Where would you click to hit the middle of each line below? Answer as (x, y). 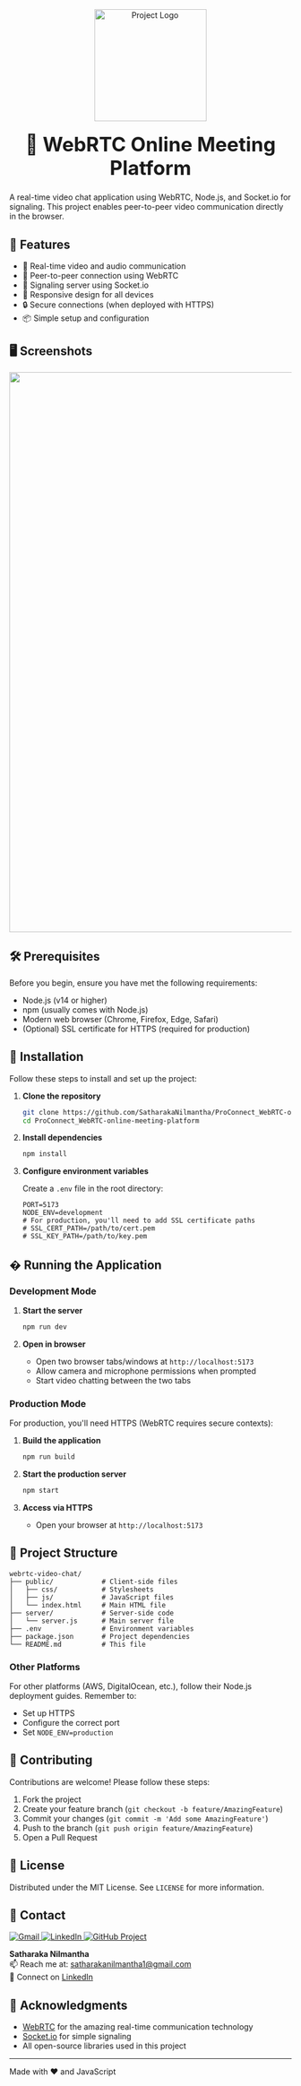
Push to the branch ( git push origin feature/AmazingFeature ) (138, 1828)
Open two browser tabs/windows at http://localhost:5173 (145, 1361)
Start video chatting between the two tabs (113, 1380)
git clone (41, 1112)
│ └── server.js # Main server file (92, 1621)
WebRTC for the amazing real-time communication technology (138, 2027)
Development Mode (53, 1291)
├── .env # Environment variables (102, 1629)
